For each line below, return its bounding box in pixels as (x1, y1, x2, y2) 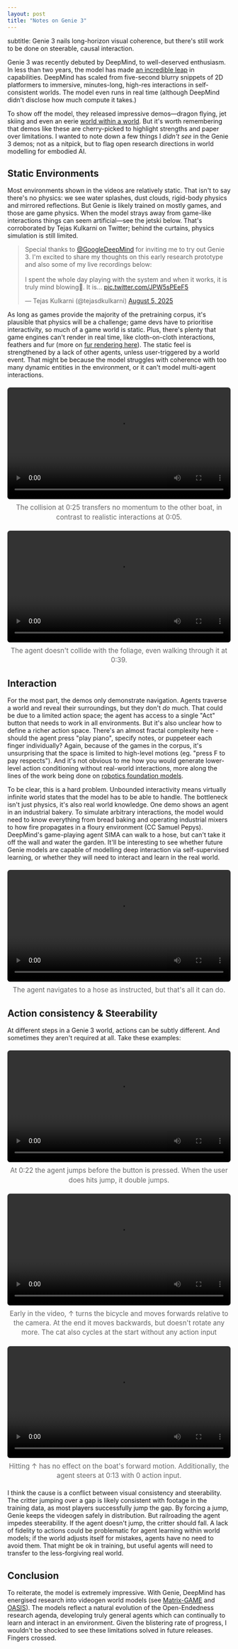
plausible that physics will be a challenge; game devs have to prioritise (7, 318, 214, 326)
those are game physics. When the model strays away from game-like (7, 209, 212, 217)
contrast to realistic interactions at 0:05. (56, 512, 182, 522)
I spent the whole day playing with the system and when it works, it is (24, 275, 228, 284)
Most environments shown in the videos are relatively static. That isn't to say (7, 186, 231, 195)
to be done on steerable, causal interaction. (7, 44, 135, 53)
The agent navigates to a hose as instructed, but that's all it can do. (12, 986, 226, 995)
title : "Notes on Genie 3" (7, 17, 87, 24)
